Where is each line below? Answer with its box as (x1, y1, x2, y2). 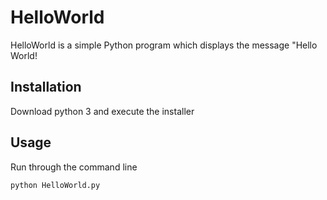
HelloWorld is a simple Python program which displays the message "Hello (10, 39, 318, 51)
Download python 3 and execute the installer (10, 105, 195, 117)
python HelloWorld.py (10, 180, 101, 190)
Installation (10, 79, 82, 96)
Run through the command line (10, 161, 138, 173)
